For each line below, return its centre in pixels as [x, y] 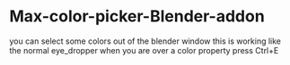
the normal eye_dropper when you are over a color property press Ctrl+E [144, 50]
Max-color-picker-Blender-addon [137, 16]
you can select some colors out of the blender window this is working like [145, 41]
